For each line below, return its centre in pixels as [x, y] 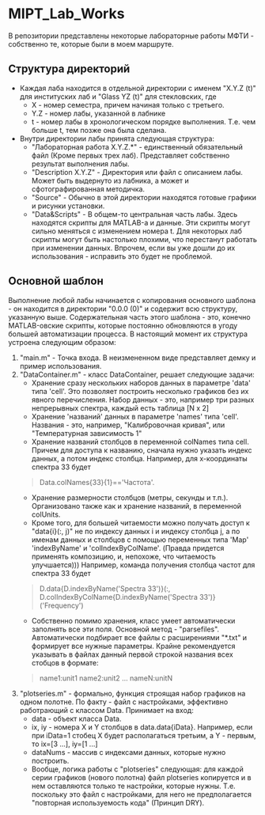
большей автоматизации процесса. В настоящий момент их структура [128, 334]
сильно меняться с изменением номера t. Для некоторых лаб [137, 231]
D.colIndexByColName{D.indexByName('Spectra [118, 597]
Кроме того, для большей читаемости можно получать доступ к [141, 522]
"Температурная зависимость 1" [87, 433]
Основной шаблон [56, 281]
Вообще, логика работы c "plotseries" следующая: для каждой [137, 769]
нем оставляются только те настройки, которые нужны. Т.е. [133, 786]
